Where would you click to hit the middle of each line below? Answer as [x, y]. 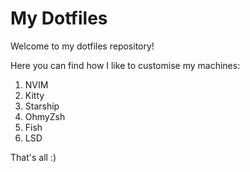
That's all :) [33, 157]
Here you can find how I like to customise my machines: [125, 65]
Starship [42, 106]
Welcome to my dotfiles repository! [82, 46]
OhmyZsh [45, 116]
